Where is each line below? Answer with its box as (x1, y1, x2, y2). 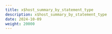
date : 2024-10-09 (5, 16, 42, 21)
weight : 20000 (5, 21, 35, 26)
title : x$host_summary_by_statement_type (5, 7, 94, 12)
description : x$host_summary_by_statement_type (5, 12, 107, 17)
